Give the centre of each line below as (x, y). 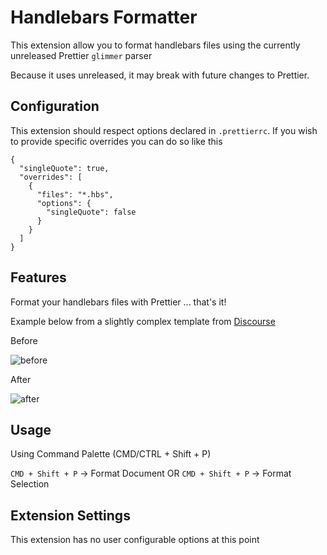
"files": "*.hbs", (75, 194)
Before (24, 340)
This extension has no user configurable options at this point (135, 540)
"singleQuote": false (91, 212)
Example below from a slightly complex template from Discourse (143, 321)
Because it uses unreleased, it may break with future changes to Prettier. (160, 75)
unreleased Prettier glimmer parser (81, 55)
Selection (30, 484)
